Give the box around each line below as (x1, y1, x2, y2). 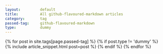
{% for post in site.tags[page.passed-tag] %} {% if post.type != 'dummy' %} (5, 38, 159, 44)
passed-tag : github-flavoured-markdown (5, 20, 95, 26)
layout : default (5, 7, 56, 12)
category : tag (5, 16, 47, 21)
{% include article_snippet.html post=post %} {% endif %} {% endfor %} (5, 44, 151, 50)
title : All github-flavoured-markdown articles (5, 12, 123, 17)
